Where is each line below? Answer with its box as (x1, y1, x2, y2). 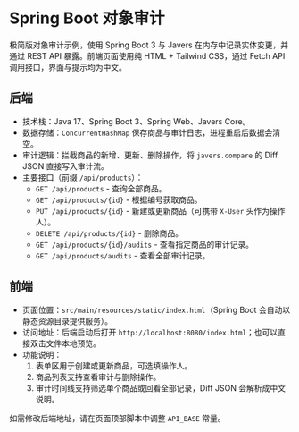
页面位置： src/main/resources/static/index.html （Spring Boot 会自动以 (21, 304, 291, 315)
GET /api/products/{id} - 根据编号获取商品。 (35, 194, 203, 205)
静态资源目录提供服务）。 (21, 315, 113, 326)
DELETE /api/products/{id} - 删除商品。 (35, 227, 183, 238)
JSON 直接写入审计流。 (21, 160, 109, 171)
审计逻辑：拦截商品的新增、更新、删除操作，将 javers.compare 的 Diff (21, 149, 278, 160)
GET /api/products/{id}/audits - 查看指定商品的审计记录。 (35, 239, 254, 250)
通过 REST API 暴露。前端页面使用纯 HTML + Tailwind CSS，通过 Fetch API (9, 50, 286, 61)
